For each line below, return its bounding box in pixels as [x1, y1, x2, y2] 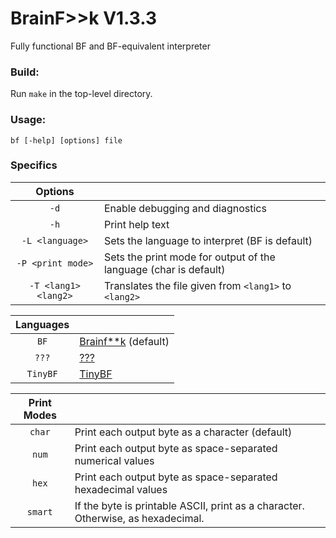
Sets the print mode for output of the [103, 250, 276, 264]
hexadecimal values [74, 482, 168, 496]
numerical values [74, 453, 155, 467]
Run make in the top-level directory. [10, 88, 153, 100]
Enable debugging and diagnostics [103, 201, 267, 215]
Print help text [103, 217, 170, 231]
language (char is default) [103, 262, 226, 276]
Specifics [10, 158, 58, 172]
